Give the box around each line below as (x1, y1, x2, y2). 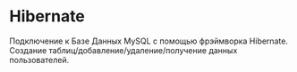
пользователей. (9, 54, 70, 65)
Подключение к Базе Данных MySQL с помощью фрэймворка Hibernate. (9, 36, 289, 46)
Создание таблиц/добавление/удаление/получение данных (9, 44, 238, 55)
